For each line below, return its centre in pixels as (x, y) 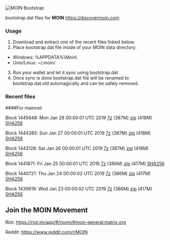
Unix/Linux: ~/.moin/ (34, 63)
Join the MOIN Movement (47, 210)
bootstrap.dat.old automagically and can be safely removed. (76, 84)
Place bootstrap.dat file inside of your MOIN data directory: (75, 47)
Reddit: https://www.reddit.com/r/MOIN (47, 232)
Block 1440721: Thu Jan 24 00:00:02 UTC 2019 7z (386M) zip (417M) (78, 173)
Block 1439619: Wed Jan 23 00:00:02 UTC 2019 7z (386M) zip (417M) (79, 189)
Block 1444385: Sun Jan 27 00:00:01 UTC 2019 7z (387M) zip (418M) (78, 133)
